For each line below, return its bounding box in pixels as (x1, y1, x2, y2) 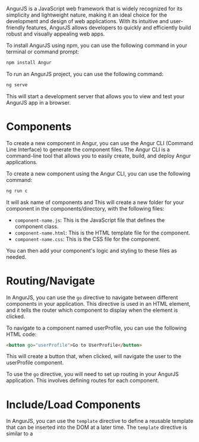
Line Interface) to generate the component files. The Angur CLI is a (6, 146, 170, 153)
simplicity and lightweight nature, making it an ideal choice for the (6, 11, 168, 18)
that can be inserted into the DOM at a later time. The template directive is (6, 424, 187, 431)
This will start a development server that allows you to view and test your (6, 92, 185, 100)
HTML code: (6, 330, 37, 338)
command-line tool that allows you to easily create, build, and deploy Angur (6, 152, 191, 159)
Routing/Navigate (6, 274, 95, 287)
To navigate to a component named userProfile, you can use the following (6, 324, 187, 331)
